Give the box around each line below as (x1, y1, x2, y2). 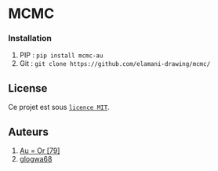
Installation (8, 33, 53, 44)
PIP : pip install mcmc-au (19, 50, 104, 60)
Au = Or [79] (19, 146, 60, 155)
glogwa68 (19, 155, 53, 164)
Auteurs (8, 125, 49, 138)
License (8, 82, 48, 95)
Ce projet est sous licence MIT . (8, 103, 110, 112)
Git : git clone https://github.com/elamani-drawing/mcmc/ (19, 59, 211, 68)
